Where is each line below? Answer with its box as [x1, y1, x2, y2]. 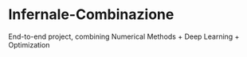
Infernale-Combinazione [8, 6, 174, 24]
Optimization [8, 40, 50, 49]
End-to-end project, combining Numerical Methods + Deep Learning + [8, 32, 240, 41]
